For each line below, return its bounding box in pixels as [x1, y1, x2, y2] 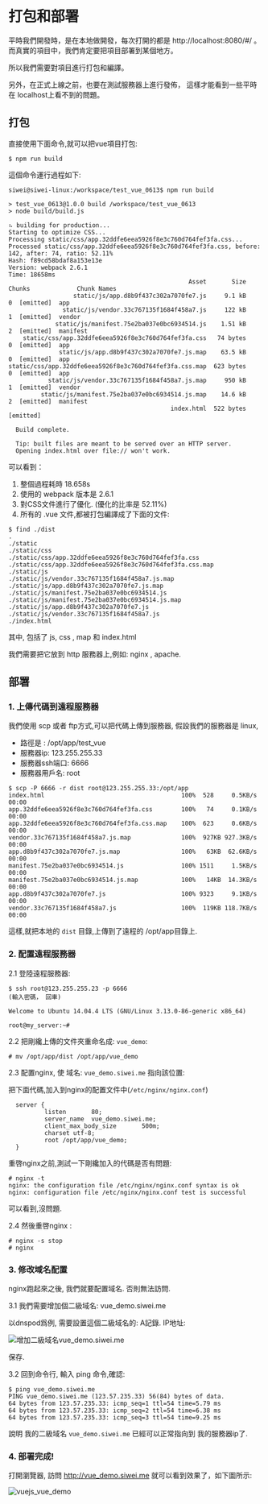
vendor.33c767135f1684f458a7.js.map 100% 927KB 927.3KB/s [8, 834, 258, 842]
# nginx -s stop [8, 1237, 63, 1245]
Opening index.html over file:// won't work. [15, 446, 171, 455]
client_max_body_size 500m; [43, 1121, 160, 1130]
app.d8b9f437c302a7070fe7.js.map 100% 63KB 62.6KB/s [8, 847, 258, 856]
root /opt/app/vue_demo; [43, 1136, 128, 1144]
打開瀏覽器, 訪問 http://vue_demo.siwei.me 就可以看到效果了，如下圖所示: [8, 1471, 253, 1481]
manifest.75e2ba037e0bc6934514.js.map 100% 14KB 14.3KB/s [8, 876, 258, 885]
